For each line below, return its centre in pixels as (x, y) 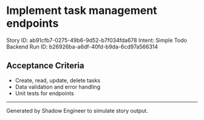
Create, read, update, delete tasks (58, 80)
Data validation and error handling (58, 87)
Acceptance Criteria (45, 66)
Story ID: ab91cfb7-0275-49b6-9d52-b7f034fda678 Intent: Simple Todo (97, 40)
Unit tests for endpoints (45, 93)
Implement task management (82, 11)
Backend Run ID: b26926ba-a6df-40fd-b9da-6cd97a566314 (82, 47)
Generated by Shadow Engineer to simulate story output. (77, 110)
